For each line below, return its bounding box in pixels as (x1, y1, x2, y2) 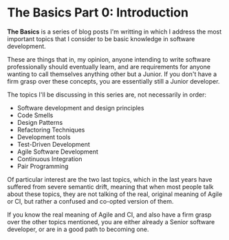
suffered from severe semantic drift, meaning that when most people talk (7, 182, 214, 191)
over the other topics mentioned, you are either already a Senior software (7, 217, 215, 226)
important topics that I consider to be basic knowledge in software (7, 34, 195, 43)
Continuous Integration (17, 154, 83, 163)
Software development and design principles (17, 104, 144, 112)
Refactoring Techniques (17, 125, 85, 134)
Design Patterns (17, 118, 63, 126)
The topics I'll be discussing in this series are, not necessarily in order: (7, 91, 207, 99)
